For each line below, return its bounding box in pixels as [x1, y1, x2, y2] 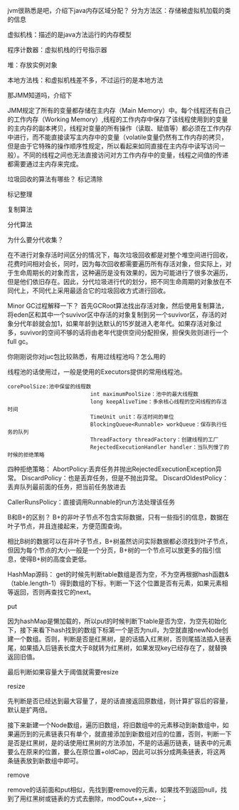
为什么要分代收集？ [7, 236, 64, 244]
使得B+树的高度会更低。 [19, 555, 91, 563]
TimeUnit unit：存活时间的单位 [90, 413, 174, 420]
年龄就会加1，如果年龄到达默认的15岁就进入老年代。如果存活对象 [26, 320, 216, 328]
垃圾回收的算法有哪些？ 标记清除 [7, 175, 103, 183]
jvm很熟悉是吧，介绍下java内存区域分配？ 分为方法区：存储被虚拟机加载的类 [7, 6, 231, 14]
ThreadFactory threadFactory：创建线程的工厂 [90, 436, 219, 443]
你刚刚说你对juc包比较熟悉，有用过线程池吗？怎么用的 [7, 353, 166, 360]
